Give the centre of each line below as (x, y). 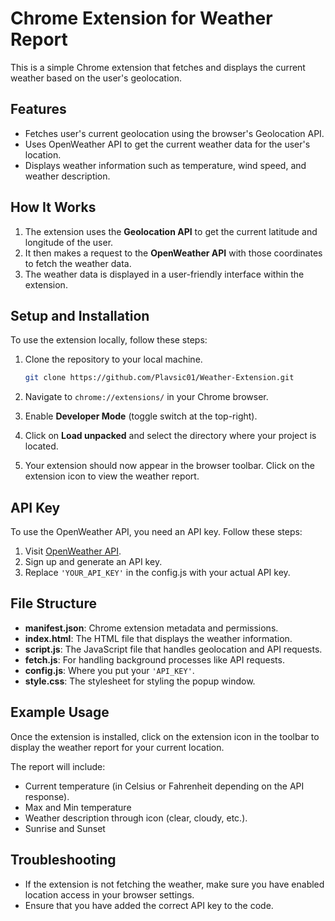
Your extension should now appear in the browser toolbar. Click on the (169, 466)
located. (41, 446)
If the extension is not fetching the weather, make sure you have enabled (174, 884)
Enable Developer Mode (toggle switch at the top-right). (141, 416)
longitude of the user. (69, 242)
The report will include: (58, 766)
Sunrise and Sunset (65, 828)
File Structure (53, 603)
